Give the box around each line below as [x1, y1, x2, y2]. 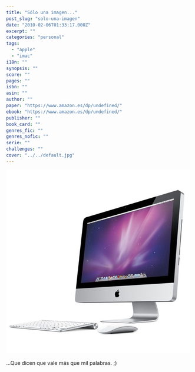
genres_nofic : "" [6, 134, 49, 139]
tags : [6, 41, 19, 46]
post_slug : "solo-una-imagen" [6, 15, 81, 22]
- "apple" [11, 47, 35, 53]
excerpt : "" [6, 28, 35, 34]
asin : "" [6, 90, 28, 97]
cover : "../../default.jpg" [6, 152, 75, 158]
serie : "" [6, 140, 31, 146]
